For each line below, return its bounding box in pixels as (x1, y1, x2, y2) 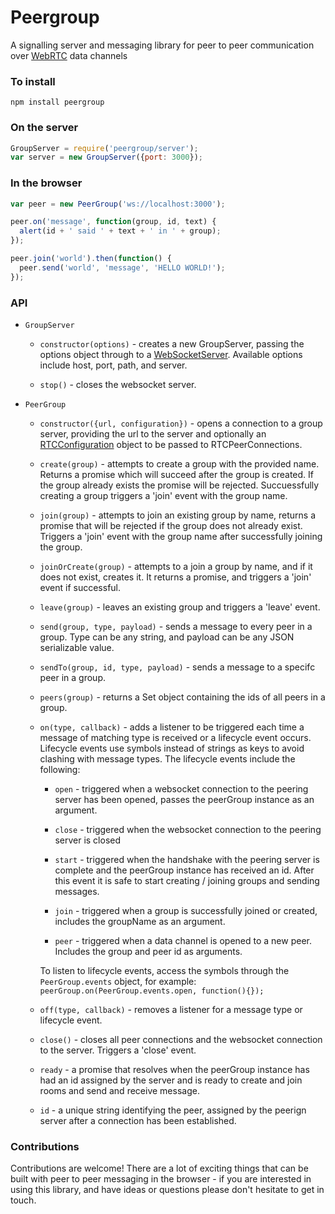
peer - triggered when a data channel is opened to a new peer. (54, 935, 312, 946)
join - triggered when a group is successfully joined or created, (54, 905, 318, 916)
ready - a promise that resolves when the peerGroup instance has (39, 1064, 310, 1075)
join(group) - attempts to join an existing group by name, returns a (39, 509, 317, 521)
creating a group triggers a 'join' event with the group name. (39, 490, 288, 501)
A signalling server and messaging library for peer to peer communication (10, 39, 315, 51)
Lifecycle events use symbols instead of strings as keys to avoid (39, 742, 305, 754)
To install (10, 74, 56, 88)
